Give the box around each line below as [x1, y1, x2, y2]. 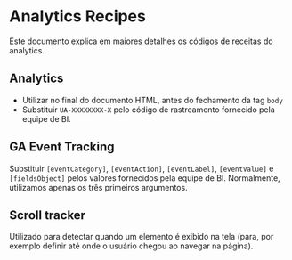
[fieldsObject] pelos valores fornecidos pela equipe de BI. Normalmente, [9, 172, 280, 183]
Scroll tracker [9, 207, 86, 223]
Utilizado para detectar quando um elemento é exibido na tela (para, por [9, 232, 274, 242]
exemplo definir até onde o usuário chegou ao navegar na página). [9, 240, 254, 251]
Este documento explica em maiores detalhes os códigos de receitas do [9, 36, 273, 46]
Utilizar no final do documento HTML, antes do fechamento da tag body [21, 94, 283, 105]
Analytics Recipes [9, 6, 147, 27]
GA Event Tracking [9, 140, 115, 155]
